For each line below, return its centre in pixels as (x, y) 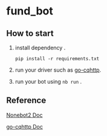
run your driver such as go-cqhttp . (58, 70)
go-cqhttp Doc (25, 126)
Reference (26, 100)
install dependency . (40, 48)
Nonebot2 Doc (24, 115)
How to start (30, 33)
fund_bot (30, 11)
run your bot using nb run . (48, 82)
